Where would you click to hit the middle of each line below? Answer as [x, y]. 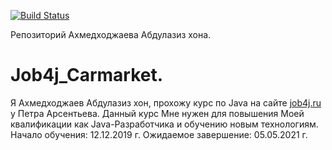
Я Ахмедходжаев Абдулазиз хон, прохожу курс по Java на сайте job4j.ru [166, 102]
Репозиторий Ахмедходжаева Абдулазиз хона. [111, 34]
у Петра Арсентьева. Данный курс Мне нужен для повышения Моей [157, 113]
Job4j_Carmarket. [87, 75]
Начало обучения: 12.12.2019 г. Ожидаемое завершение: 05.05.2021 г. [159, 134]
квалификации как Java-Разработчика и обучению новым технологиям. [164, 124]
